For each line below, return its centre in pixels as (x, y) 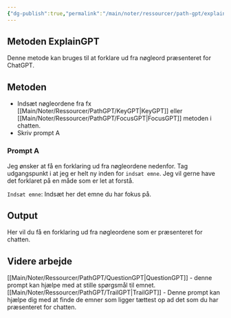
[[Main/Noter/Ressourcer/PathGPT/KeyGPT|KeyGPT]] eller (100, 111)
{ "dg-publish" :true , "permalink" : (55, 13)
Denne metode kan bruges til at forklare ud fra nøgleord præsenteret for (109, 58)
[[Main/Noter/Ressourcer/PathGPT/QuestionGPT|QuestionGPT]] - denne (110, 278)
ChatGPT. (21, 66)
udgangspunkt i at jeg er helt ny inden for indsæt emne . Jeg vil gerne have (111, 173)
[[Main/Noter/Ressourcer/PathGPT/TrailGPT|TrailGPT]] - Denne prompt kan (114, 292)
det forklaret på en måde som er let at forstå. (70, 181)
